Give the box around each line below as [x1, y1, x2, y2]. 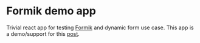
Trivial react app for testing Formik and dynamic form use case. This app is [6, 24, 194, 31]
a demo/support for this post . [6, 30, 80, 37]
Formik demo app [6, 4, 96, 18]
